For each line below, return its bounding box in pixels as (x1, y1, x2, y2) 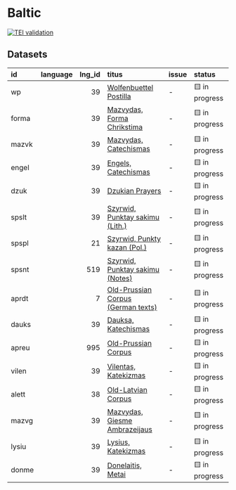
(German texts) (107, 302, 157, 312)
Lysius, (107, 437, 130, 447)
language (41, 69, 73, 79)
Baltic (7, 5, 42, 21)
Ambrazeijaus (107, 424, 152, 434)
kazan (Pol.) (107, 243, 147, 252)
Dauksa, (107, 315, 134, 325)
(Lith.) (107, 221, 127, 231)
